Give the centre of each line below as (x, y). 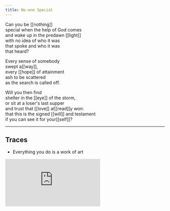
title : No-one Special (29, 10)
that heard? (17, 51)
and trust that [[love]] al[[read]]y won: (45, 108)
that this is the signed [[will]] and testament (51, 114)
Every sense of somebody (32, 61)
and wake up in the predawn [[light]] (43, 35)
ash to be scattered (26, 77)
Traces (16, 140)
